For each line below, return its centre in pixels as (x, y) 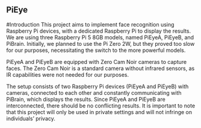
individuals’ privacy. (31, 118)
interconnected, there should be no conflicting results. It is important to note (101, 106)
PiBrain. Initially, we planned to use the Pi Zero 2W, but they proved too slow (100, 43)
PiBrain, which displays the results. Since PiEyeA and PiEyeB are (86, 99)
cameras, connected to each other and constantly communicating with (94, 92)
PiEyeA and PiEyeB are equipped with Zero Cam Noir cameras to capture (97, 62)
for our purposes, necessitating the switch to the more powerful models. (96, 50)
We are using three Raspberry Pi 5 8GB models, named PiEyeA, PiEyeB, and (100, 37)
